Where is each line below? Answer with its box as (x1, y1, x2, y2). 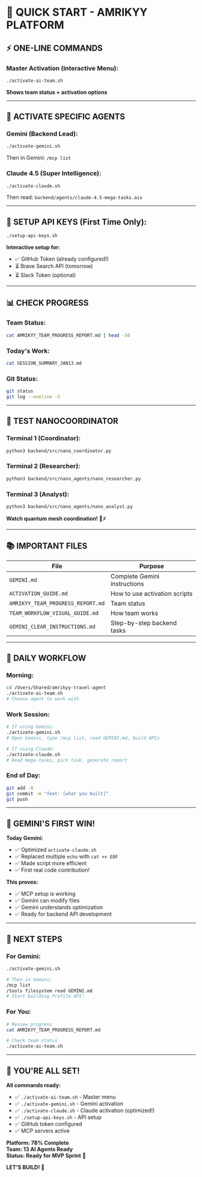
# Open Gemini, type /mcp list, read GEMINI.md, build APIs (6, 735, 161, 741)
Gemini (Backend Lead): (6, 129, 78, 138)
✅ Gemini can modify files (14, 897, 80, 904)
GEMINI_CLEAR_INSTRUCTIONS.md (9, 623, 96, 630)
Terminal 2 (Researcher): (6, 462, 81, 470)
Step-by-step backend (110, 618, 177, 627)
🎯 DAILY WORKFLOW (6, 653, 87, 663)
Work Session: (6, 710, 50, 718)
